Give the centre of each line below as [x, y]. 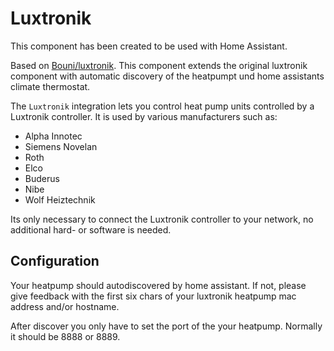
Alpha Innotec [53, 136]
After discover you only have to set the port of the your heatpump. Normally [166, 326]
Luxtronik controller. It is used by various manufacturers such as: [144, 116]
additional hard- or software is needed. [91, 229]
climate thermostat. [50, 86]
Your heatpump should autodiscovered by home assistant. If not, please [158, 285]
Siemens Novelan [61, 146]
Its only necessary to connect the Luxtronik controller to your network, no [162, 219]
